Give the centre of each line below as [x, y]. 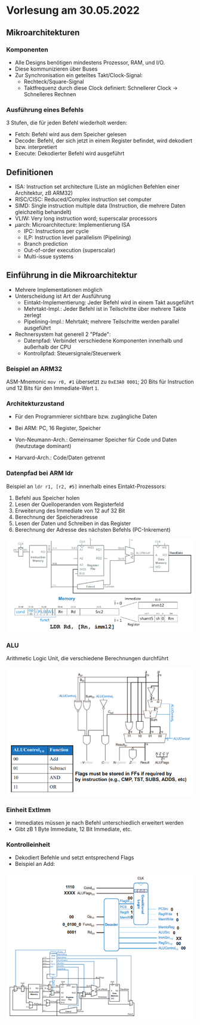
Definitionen [30, 172]
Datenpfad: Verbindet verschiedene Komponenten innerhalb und [103, 340]
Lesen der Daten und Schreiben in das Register [73, 523]
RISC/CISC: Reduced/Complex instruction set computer [83, 199]
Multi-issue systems [48, 256]
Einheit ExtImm [28, 810]
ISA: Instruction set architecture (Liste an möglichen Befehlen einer [97, 187]
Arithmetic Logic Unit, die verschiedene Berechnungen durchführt [87, 658]
